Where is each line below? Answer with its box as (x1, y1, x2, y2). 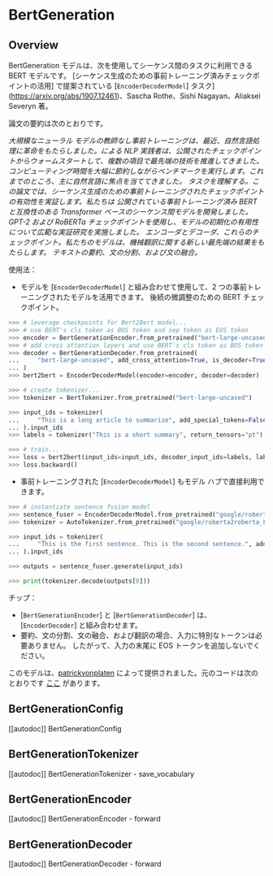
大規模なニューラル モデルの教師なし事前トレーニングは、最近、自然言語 (8, 136, 253, 145)
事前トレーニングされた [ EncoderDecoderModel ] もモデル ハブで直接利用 (19, 476, 258, 486)
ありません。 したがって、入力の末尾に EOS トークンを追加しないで (27, 640, 253, 650)
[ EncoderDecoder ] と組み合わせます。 (19, 620, 142, 630)
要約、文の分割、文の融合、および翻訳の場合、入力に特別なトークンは (19, 630, 256, 640)
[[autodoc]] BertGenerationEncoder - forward (8, 814, 161, 824)
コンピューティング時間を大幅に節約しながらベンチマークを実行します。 (8, 167, 249, 176)
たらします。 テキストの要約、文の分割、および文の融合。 (8, 248, 202, 257)
